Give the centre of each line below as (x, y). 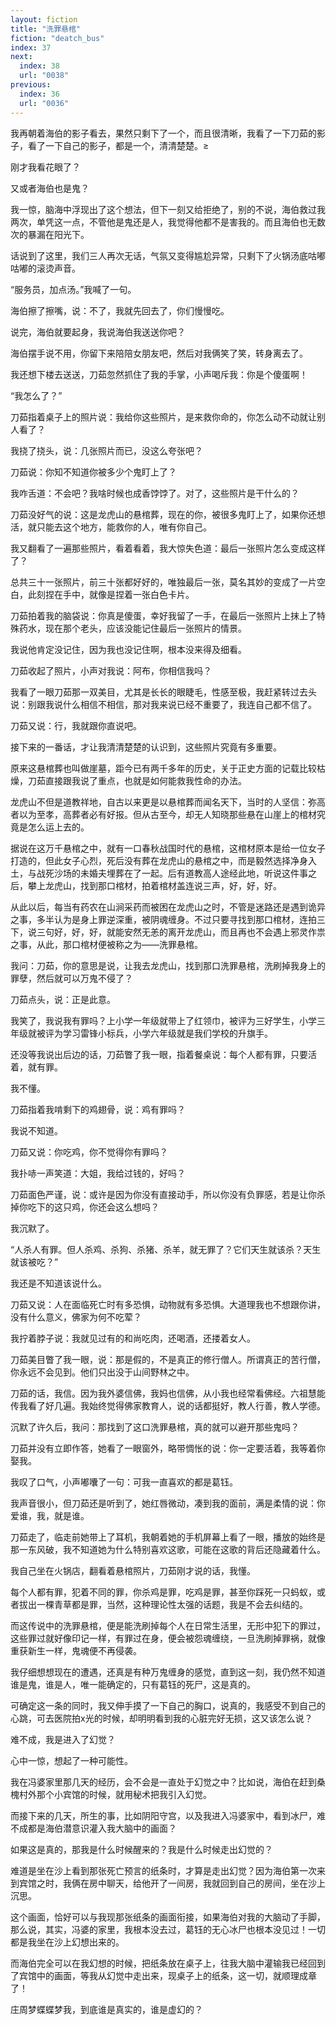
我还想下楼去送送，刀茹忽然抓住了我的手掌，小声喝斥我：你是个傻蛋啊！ (159, 374)
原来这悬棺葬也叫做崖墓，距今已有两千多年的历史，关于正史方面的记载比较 (163, 768)
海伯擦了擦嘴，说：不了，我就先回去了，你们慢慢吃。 (120, 310)
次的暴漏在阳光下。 (50, 234)
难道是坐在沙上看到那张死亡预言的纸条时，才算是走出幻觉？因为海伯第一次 (163, 1870)
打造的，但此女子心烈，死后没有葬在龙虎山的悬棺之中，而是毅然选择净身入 (163, 860)
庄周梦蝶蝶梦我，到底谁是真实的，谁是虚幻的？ (106, 2009)
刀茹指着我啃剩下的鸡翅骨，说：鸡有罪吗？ (98, 1109)
